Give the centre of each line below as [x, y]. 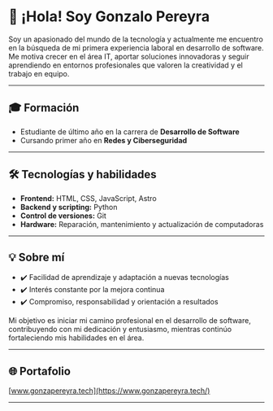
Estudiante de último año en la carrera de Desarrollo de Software [130, 131]
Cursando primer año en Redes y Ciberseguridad [104, 140]
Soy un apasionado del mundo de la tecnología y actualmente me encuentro [136, 39]
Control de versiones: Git [63, 216]
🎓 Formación [44, 108]
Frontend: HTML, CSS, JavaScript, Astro [88, 198]
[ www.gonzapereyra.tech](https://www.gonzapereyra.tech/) [109, 391]
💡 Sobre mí [37, 257]
